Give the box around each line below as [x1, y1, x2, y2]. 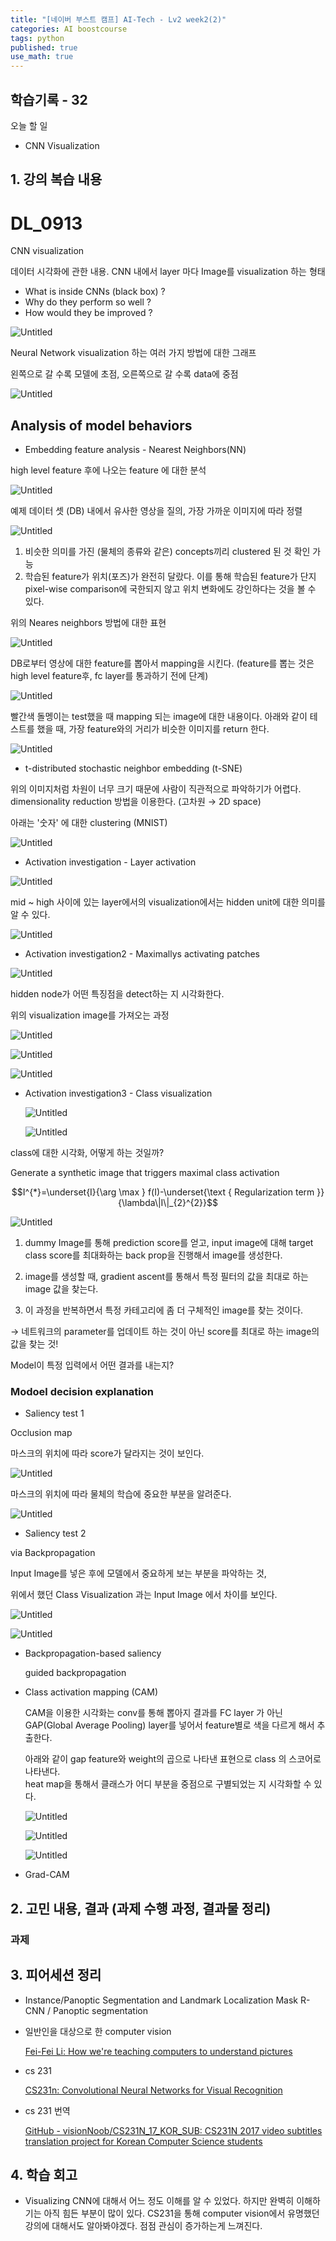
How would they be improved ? [24, 307, 153, 319]
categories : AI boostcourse [10, 24, 128, 34]
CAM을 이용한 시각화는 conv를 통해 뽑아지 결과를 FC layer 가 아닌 [24, 1707, 283, 1719]
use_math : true [10, 52, 74, 62]
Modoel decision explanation [10, 1385, 154, 1398]
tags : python [10, 33, 65, 43]
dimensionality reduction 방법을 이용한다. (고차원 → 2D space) [10, 796, 262, 808]
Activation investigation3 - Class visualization [24, 1087, 213, 1100]
